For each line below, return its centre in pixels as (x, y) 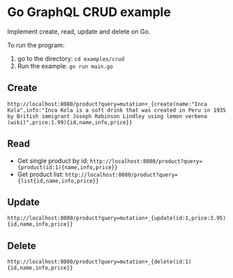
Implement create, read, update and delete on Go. (79, 31)
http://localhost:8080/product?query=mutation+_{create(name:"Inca (107, 104)
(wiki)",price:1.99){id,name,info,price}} (70, 122)
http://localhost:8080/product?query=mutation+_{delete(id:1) (99, 262)
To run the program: (36, 45)
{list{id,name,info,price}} (58, 181)
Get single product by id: (53, 161)
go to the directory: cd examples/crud (71, 58)
